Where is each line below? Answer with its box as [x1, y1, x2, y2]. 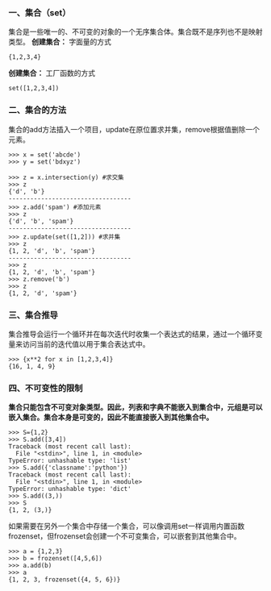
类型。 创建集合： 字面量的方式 [8, 37, 111, 47]
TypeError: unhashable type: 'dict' [8, 485, 131, 493]
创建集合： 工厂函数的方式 [8, 69, 95, 78]
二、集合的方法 [8, 105, 67, 116]
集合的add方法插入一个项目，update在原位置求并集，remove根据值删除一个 [8, 124, 261, 134]
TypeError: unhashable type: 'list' [8, 457, 131, 465]
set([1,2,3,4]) [8, 85, 60, 93]
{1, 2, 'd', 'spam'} [8, 289, 78, 298]
